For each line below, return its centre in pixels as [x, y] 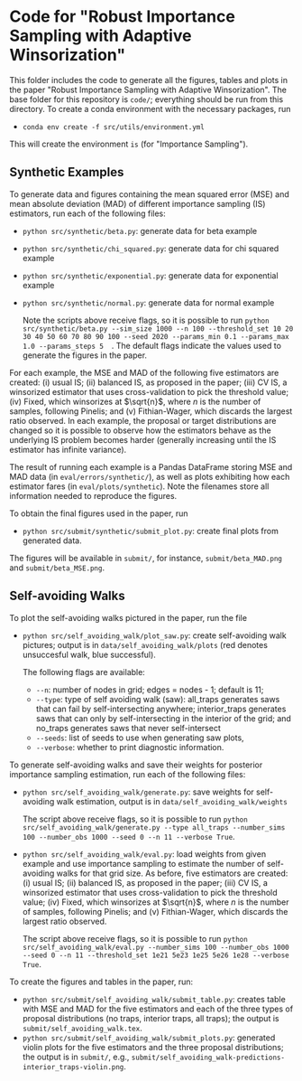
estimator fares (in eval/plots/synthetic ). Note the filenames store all [139, 486]
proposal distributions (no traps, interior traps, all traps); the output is [151, 1018]
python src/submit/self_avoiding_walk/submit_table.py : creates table [154, 999]
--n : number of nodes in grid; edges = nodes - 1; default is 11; [150, 690]
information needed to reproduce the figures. [93, 495]
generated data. [52, 540]
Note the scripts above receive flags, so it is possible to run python [146, 320]
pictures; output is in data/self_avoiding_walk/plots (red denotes [145, 644]
